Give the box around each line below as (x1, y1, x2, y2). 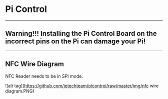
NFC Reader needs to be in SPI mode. (5, 73, 83, 79)
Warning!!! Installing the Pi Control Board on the (5, 29, 157, 38)
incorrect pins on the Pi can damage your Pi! (5, 37, 146, 46)
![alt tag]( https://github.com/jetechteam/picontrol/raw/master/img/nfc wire (5, 83, 159, 89)
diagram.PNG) (5, 88, 34, 94)
